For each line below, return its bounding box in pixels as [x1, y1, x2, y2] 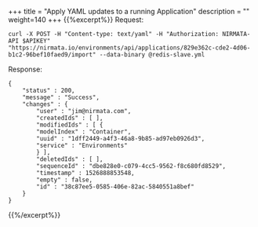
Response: [8, 64, 43, 74]
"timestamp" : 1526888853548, [36, 169, 135, 177]
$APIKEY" [22, 37, 51, 45]
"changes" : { [22, 101, 68, 108]
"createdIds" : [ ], [36, 114, 104, 122]
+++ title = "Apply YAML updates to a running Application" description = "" [8, 7, 250, 16]
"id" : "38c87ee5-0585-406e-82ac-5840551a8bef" [36, 183, 194, 191]
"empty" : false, [36, 176, 93, 184]
